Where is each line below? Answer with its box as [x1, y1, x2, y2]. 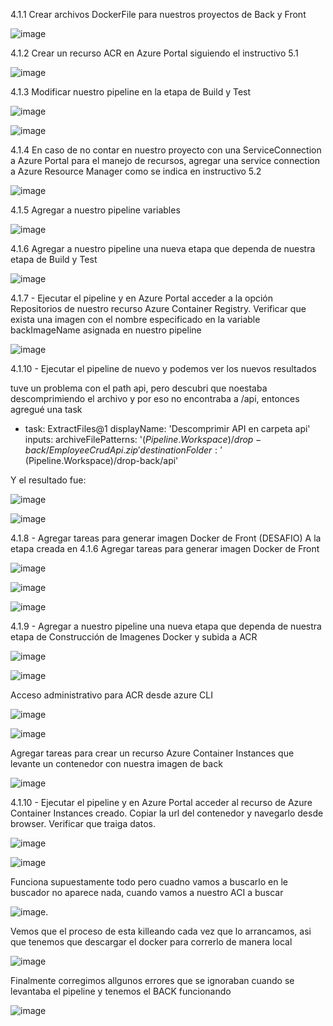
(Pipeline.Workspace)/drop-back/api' [24, 455, 179, 466]
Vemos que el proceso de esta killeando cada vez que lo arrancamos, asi [10, 925, 312, 937]
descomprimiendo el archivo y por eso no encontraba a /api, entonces [10, 393, 300, 404]
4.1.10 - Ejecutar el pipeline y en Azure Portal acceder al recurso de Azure [10, 797, 313, 808]
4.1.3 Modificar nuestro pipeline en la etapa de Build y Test [10, 86, 252, 98]
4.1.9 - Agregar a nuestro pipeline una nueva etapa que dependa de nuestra [10, 620, 322, 632]
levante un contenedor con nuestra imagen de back [10, 758, 223, 769]
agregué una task [10, 404, 83, 415]
